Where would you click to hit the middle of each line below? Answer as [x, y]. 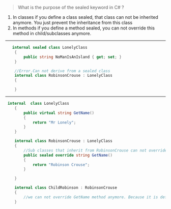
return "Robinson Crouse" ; [61, 165]
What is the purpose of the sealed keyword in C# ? [71, 7]
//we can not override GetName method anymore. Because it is [91, 197]
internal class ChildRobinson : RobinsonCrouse [66, 188]
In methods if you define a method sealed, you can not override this [84, 28]
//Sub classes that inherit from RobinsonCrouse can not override [95, 150]
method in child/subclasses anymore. [52, 33]
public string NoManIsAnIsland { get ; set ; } [73, 57]
